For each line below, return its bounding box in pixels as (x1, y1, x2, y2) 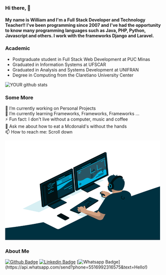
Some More (5, 94, 34, 101)
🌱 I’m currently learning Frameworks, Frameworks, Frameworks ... (5, 111, 140, 117)
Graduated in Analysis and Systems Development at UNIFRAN (12, 67, 139, 72)
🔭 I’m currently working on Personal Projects (5, 105, 96, 111)
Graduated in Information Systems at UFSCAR (12, 62, 107, 68)
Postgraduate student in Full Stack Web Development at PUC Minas (12, 56, 150, 62)
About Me (5, 248, 30, 255)
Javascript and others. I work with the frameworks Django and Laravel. (5, 32, 155, 39)
